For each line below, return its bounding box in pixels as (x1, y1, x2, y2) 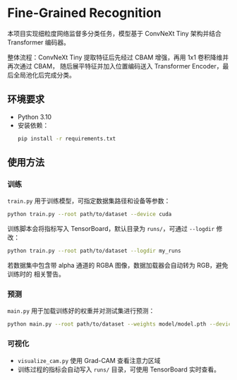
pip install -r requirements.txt (17, 135, 116, 142)
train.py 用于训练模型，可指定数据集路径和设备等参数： (7, 196, 171, 206)
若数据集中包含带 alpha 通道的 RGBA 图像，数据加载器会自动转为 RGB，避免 (7, 261, 229, 270)
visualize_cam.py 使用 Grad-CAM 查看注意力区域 (17, 356, 161, 364)
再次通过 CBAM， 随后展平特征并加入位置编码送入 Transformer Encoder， (7, 61, 223, 70)
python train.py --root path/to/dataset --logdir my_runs (7, 247, 181, 255)
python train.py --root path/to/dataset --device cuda (7, 210, 172, 218)
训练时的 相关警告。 (7, 270, 65, 278)
